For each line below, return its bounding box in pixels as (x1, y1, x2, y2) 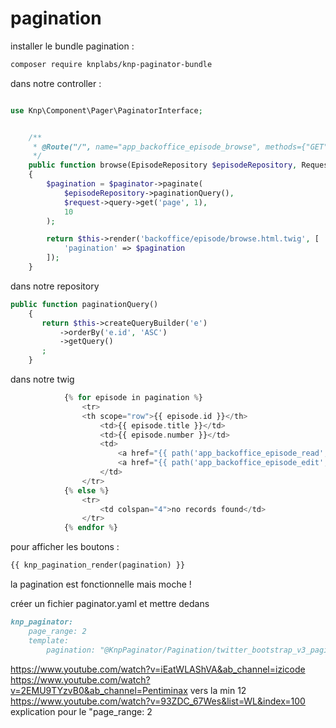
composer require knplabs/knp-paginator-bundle (10, 59, 213, 69)
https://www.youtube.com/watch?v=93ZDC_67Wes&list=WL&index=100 (10, 695, 306, 707)
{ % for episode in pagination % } (63, 393, 203, 403)
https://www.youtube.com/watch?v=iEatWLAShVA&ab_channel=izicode (10, 663, 306, 675)
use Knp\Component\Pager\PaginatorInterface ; (10, 105, 203, 116)
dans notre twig (10, 373, 75, 386)
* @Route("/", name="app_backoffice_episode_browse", (32, 142, 262, 152)
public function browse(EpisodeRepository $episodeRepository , (28, 160, 298, 171)
